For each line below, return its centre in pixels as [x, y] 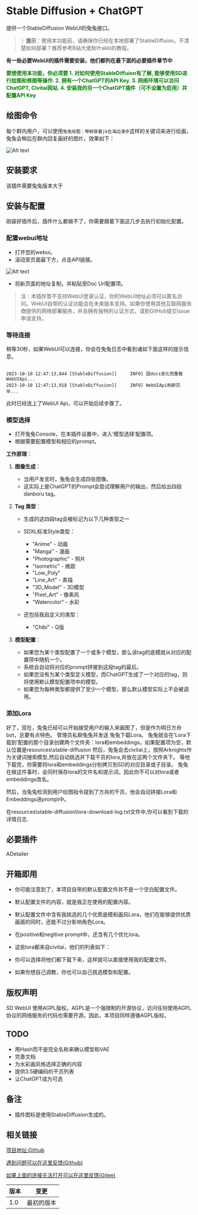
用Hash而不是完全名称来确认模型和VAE [62, 1049]
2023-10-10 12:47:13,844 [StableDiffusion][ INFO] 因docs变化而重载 [95, 373]
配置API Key [21, 95]
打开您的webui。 [35, 252]
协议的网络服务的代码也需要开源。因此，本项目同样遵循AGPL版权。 [88, 1015]
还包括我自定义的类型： [52, 615]
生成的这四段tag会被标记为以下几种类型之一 [76, 519]
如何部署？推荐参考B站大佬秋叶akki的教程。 [79, 48]
